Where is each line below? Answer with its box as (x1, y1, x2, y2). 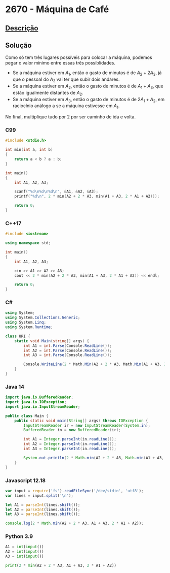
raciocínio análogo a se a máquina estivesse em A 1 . (12, 103, 120, 110)
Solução (5, 41, 32, 49)
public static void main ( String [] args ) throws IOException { (14, 418, 148, 423)
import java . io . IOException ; (5, 400, 67, 405)
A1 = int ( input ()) (5, 545, 44, 550)
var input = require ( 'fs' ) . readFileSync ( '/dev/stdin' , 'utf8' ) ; (5, 488, 144, 493)
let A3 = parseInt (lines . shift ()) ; (5, 512, 80, 517)
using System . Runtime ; (5, 325, 53, 330)
